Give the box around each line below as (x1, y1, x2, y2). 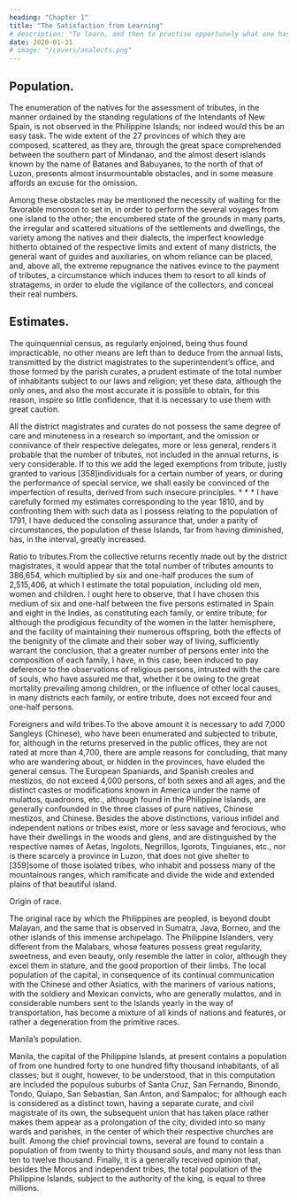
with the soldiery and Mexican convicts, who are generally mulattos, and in (9, 988, 282, 999)
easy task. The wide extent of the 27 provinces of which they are (9, 130, 246, 141)
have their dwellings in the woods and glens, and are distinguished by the (9, 832, 277, 842)
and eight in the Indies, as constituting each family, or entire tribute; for (9, 608, 268, 618)
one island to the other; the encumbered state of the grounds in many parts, (9, 213, 286, 224)
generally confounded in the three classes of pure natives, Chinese (9, 803, 254, 814)
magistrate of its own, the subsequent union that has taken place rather (9, 1107, 270, 1118)
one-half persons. (9, 701, 75, 712)
